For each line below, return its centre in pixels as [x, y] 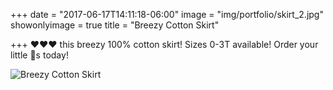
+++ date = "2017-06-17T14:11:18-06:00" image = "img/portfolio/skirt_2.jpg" [167, 14]
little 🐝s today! [39, 55]
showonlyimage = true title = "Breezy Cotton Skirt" [115, 25]
